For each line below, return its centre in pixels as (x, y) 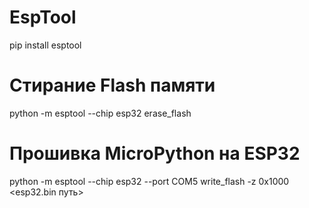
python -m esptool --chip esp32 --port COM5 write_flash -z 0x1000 (149, 181)
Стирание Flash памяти (112, 85)
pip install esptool (45, 45)
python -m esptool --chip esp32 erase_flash (100, 113)
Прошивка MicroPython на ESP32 (155, 153)
